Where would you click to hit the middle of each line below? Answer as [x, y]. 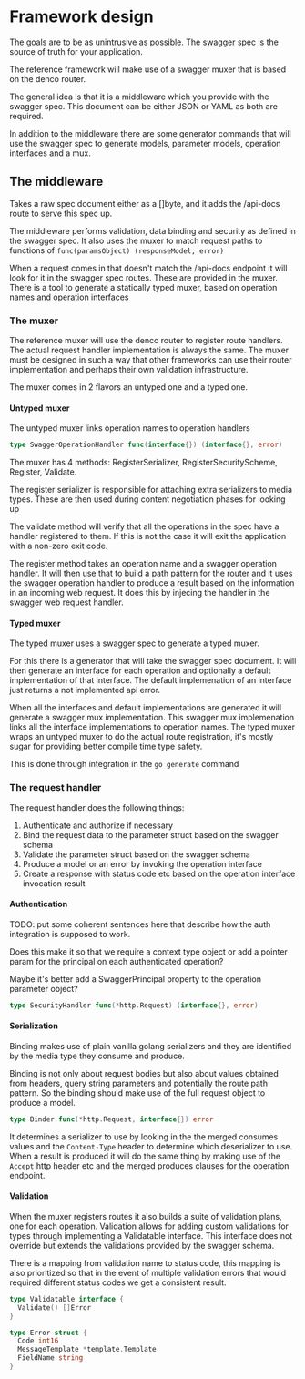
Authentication [39, 904]
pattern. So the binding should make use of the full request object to [137, 1093]
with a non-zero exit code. [59, 546]
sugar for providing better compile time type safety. [106, 746]
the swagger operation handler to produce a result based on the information [152, 583]
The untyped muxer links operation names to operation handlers [130, 428]
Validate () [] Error [55, 1307]
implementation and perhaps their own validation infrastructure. [129, 370]
